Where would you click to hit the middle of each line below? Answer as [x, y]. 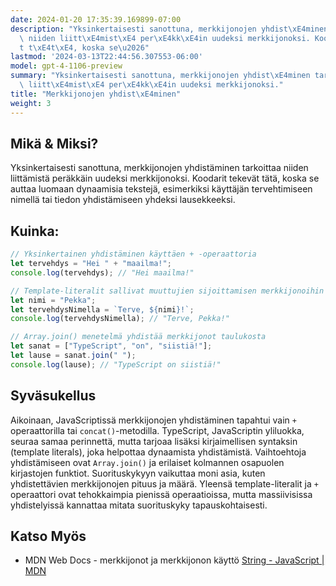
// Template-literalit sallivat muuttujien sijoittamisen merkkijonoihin [167, 291]
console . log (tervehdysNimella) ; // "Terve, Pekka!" [120, 319]
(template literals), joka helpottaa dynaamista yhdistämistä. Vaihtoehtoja [158, 452]
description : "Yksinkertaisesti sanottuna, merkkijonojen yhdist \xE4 [158, 29]
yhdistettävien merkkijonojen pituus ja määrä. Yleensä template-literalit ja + [164, 483]
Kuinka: [35, 231]
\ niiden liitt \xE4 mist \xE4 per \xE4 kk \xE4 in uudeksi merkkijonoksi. [165, 38]
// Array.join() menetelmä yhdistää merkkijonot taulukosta [138, 337]
